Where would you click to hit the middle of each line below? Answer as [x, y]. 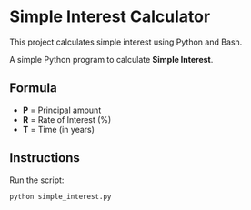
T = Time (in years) [59, 129]
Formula [33, 88]
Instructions [45, 158]
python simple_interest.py [60, 196]
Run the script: [37, 180]
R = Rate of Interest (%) [67, 119]
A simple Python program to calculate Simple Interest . [111, 59]
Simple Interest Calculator [110, 17]
